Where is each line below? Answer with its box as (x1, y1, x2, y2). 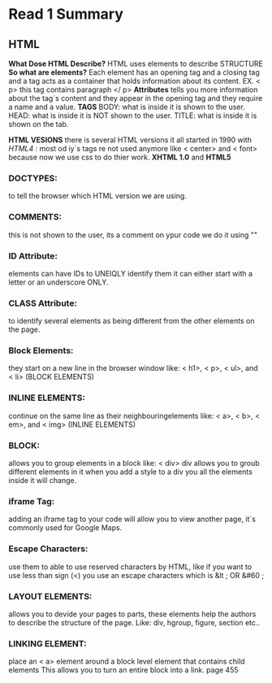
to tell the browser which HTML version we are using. (8, 191, 187, 201)
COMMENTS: (8, 211, 63, 223)
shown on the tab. (8, 120, 69, 128)
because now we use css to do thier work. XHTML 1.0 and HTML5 (8, 152, 231, 162)
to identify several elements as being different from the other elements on (8, 316, 255, 326)
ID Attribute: (8, 250, 58, 261)
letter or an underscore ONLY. (8, 277, 109, 287)
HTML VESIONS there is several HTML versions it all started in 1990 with (8, 135, 252, 145)
